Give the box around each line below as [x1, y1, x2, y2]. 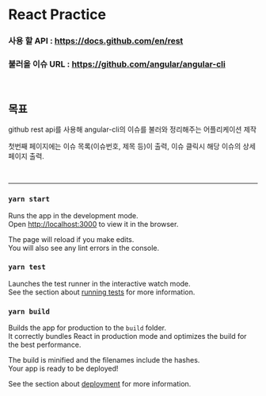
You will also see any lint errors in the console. [8, 243, 160, 252]
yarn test [8, 263, 46, 271]
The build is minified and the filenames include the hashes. [8, 356, 200, 365]
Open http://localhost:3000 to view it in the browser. [8, 219, 179, 229]
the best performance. [8, 340, 82, 350]
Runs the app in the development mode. [8, 210, 139, 220]
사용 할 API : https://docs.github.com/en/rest [8, 36, 184, 47]
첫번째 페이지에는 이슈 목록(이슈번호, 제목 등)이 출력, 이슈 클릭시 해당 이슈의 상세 [8, 141, 256, 152]
